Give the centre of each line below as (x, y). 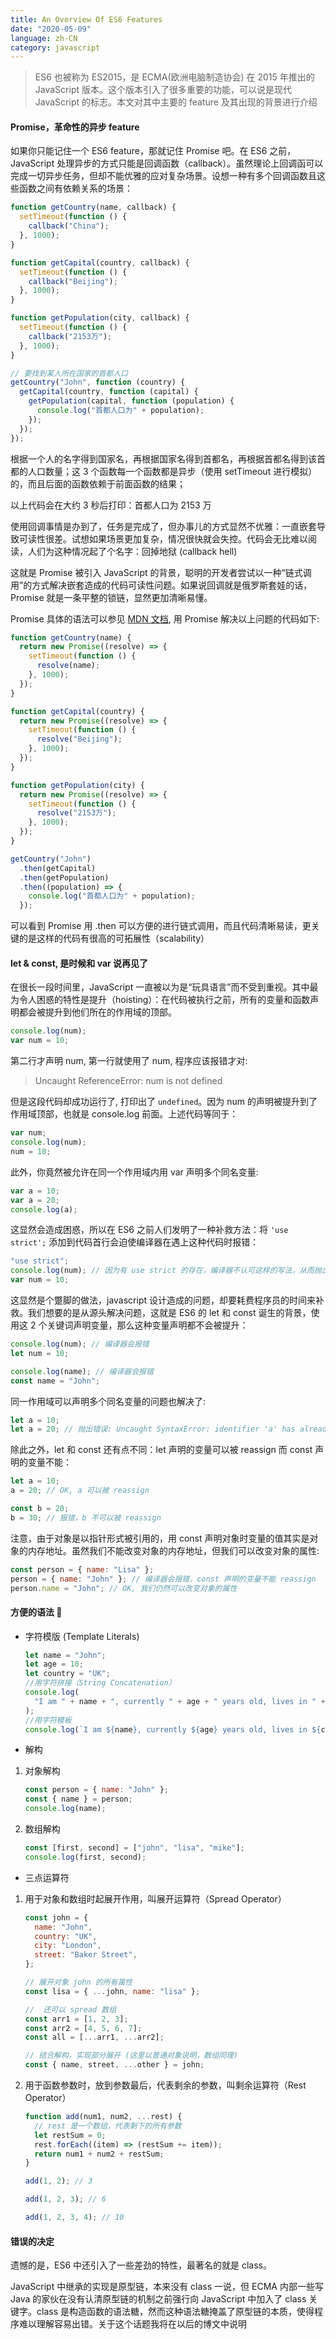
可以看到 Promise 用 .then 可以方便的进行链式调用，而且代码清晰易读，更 (161, 926)
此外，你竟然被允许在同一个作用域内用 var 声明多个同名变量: (134, 1172)
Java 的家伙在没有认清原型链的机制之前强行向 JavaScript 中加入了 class (158, 2299)
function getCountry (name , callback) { (93, 207)
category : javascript (55, 47)
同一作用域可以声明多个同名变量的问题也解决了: (108, 1401)
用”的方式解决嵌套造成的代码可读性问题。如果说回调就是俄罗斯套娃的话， (161, 585)
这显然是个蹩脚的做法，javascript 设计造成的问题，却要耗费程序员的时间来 (163, 1300)
